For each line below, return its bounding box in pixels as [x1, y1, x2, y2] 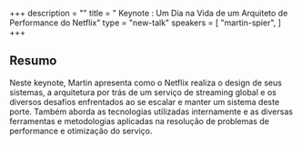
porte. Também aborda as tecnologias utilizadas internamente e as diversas [9, 106, 294, 117]
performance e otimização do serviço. [9, 125, 153, 136]
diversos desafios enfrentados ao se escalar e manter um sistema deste [9, 96, 280, 107]
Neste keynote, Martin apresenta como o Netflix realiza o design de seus [9, 77, 282, 88]
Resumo [9, 53, 57, 69]
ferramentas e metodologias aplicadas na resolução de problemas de [9, 115, 270, 126]
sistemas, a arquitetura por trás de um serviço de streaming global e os [9, 86, 277, 98]
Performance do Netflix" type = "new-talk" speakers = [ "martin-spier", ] [9, 17, 282, 28]
